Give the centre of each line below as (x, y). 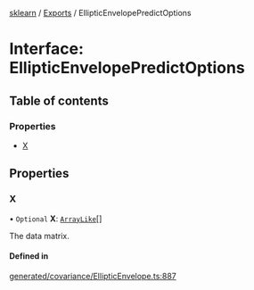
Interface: (47, 49)
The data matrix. (39, 236)
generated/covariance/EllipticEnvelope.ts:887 (93, 276)
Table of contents (59, 100)
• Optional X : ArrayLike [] (56, 219)
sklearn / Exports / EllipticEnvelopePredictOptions (100, 13)
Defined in (29, 256)
